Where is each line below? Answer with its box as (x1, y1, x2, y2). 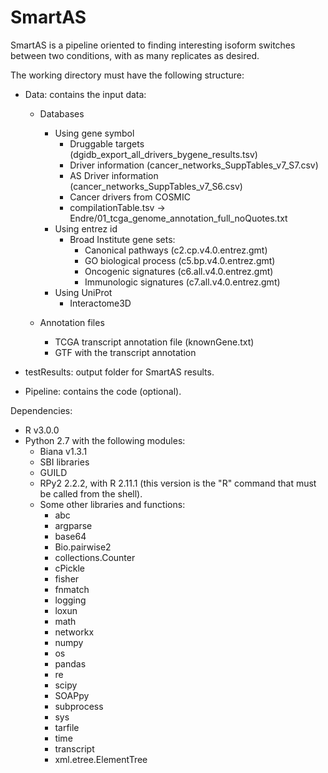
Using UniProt (54, 286, 113, 298)
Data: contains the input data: (24, 88, 147, 100)
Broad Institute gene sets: (69, 233, 176, 245)
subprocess (54, 700, 104, 712)
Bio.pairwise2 (54, 541, 112, 553)
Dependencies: (10, 404, 73, 416)
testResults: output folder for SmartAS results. (24, 366, 215, 378)
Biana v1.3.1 (39, 445, 88, 457)
